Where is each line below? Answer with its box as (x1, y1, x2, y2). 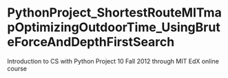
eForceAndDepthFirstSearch (7, 35, 175, 50)
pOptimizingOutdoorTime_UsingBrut (7, 19, 220, 35)
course (7, 64, 28, 72)
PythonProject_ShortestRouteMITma (7, 5, 222, 21)
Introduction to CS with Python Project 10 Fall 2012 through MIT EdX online (7, 57, 219, 65)
